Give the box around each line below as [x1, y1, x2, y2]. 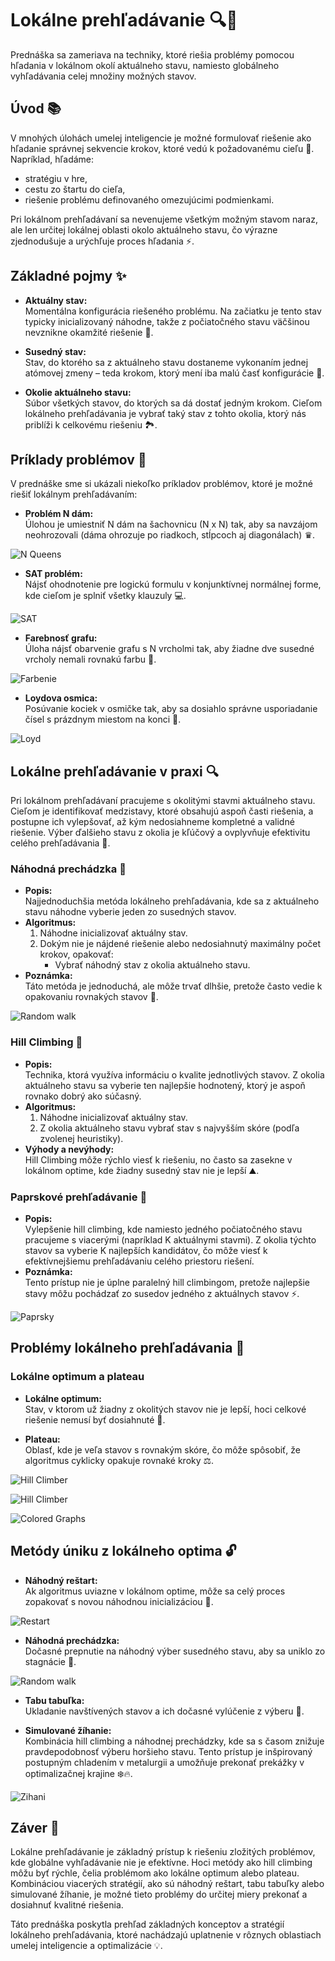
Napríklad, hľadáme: [10, 153, 95, 165]
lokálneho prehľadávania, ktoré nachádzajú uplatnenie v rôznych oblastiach [10, 1929, 322, 1941]
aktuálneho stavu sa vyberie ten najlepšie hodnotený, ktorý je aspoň [24, 1079, 306, 1091]
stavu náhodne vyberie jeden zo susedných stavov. [24, 906, 237, 918]
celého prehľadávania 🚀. [10, 837, 111, 849]
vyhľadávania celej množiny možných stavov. [10, 70, 197, 82]
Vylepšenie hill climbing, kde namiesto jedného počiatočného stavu [24, 1223, 303, 1236]
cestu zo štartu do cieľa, [24, 183, 126, 195]
